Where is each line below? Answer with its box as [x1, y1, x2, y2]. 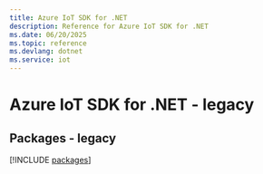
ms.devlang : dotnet [9, 47, 83, 56]
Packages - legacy [9, 130, 116, 146]
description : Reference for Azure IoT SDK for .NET [9, 22, 209, 31]
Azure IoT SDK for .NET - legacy [9, 94, 255, 115]
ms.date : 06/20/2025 [9, 30, 88, 39]
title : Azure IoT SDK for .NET [9, 13, 128, 23]
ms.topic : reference [9, 38, 88, 48]
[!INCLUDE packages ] [9, 155, 92, 165]
